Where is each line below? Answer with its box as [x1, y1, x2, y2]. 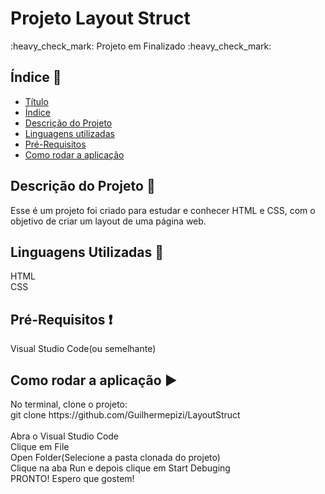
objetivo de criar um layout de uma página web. [10, 215, 207, 227]
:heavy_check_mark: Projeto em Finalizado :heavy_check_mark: [10, 40, 272, 52]
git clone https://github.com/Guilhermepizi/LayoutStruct [10, 409, 241, 421]
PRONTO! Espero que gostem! [10, 473, 135, 484]
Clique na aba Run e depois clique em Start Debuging [10, 462, 231, 474]
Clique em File [10, 441, 70, 452]
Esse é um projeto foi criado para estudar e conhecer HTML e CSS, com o [10, 204, 316, 216]
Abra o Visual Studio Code [10, 430, 120, 442]
